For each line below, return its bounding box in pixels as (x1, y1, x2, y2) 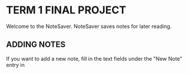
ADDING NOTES (6, 40, 66, 50)
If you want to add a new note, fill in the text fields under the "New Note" (6, 55, 183, 62)
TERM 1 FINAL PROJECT (6, 3, 127, 17)
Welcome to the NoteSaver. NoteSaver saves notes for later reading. (6, 23, 172, 30)
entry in (6, 61, 25, 68)
